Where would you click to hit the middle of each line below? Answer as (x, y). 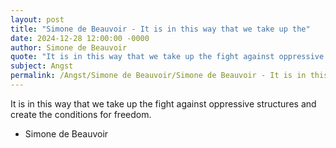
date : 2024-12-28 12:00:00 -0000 (80, 38)
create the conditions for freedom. (81, 114)
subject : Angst (42, 66)
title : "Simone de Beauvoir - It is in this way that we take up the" (160, 29)
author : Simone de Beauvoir (69, 47)
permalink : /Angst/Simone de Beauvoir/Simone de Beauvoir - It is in (158, 76)
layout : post (37, 19)
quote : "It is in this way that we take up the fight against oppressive (167, 57)
